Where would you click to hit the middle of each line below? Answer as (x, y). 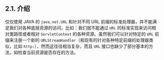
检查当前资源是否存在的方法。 (48, 52)
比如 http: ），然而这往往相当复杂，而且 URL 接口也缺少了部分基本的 (81, 46)
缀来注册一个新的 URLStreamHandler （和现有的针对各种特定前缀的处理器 (77, 40)
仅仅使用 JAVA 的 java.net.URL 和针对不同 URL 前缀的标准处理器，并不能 (79, 22)
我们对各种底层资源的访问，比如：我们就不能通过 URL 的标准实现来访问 (81, 28)
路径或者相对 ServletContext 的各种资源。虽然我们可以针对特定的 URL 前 (86, 34)
